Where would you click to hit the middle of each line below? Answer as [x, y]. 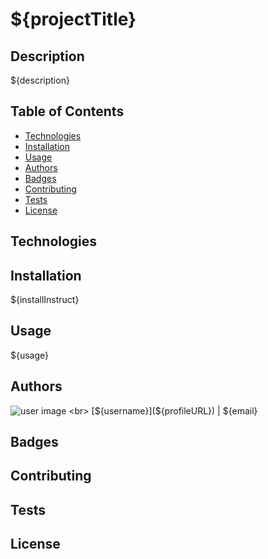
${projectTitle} [73, 19]
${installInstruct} [45, 300]
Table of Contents [67, 111]
